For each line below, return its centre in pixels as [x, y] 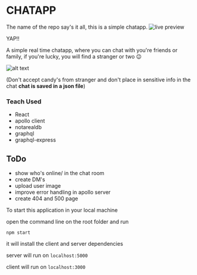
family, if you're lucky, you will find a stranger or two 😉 [74, 56]
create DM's [30, 179]
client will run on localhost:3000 [46, 267]
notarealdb [28, 127]
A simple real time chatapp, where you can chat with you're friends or [92, 50]
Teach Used [24, 101]
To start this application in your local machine [62, 210]
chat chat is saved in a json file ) [46, 86]
